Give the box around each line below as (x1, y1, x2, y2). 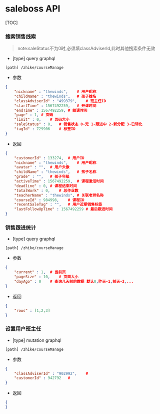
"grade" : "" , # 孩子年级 (14, 174, 70, 179)
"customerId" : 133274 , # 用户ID (14, 155, 84, 160)
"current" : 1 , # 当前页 (14, 270, 66, 275)
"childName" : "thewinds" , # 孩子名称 (14, 169, 96, 174)
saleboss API (5, 3, 60, 15)
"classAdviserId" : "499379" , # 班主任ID (14, 98, 106, 103)
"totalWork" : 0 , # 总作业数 (14, 188, 78, 193)
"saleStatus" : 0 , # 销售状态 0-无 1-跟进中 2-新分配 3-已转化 (14, 122, 142, 127)
